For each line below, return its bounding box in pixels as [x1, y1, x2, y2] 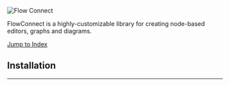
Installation [7, 60, 56, 72]
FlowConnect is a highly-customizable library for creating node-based [7, 20, 205, 27]
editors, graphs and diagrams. [7, 27, 92, 35]
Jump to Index [7, 40, 48, 48]
